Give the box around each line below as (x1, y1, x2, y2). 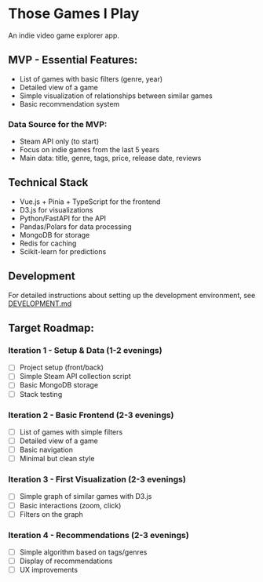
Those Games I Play (8, 5, 140, 23)
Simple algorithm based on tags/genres (19, 547, 148, 557)
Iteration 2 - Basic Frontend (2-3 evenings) (8, 409, 174, 420)
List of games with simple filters (19, 427, 123, 436)
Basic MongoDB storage (19, 380, 99, 390)
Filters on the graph (19, 509, 84, 518)
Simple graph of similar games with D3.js (19, 492, 152, 501)
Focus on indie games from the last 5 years (19, 145, 159, 155)
